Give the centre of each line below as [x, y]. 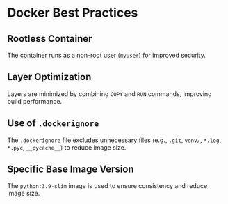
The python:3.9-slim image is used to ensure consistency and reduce [107, 186]
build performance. [35, 101]
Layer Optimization [49, 77]
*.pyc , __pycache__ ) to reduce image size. [67, 147]
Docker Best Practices [73, 13]
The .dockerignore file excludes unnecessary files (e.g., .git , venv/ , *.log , [114, 140]
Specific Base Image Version [71, 170]
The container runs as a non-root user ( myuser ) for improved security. [107, 55]
